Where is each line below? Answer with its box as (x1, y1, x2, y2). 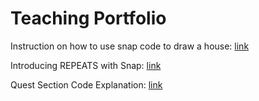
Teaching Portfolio (10, 7, 167, 30)
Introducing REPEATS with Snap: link (10, 59, 162, 71)
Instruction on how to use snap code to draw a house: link (10, 40, 250, 52)
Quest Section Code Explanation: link (10, 78, 163, 91)
